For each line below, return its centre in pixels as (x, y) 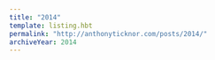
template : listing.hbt (51, 26)
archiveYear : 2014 (43, 42)
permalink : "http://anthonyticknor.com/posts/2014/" (108, 34)
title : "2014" (35, 17)
